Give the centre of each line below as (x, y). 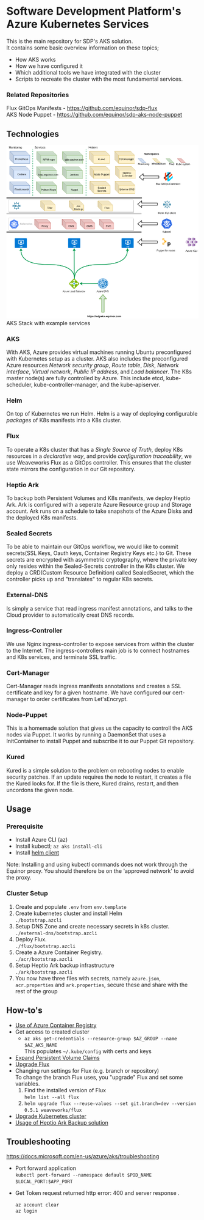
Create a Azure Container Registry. (59, 952)
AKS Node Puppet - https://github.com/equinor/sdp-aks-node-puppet (94, 115)
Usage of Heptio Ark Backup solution (62, 1122)
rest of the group (36, 991)
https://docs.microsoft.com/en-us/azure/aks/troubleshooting (83, 1156)
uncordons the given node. (40, 790)
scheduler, (19, 385)
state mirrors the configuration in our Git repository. (71, 469)
